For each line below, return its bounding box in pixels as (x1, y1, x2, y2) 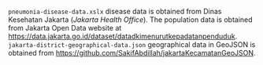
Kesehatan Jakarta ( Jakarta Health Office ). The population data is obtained (8, 15, 254, 24)
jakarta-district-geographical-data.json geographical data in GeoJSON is (8, 40, 256, 49)
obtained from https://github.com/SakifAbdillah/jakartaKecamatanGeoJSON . (8, 49, 256, 57)
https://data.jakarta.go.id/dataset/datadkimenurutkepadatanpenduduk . (8, 31, 238, 41)
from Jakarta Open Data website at (8, 23, 122, 32)
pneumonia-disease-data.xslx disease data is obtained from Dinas (8, 7, 222, 16)
